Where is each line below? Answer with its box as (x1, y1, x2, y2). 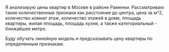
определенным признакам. (5, 41, 64, 47)
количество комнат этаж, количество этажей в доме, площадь (5, 15, 142, 21)
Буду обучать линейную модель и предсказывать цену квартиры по (5, 35, 153, 41)
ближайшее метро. (5, 26, 47, 32)
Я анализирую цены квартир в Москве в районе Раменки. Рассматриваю (5, 5, 164, 10)
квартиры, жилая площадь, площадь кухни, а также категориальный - (5, 20, 157, 26)
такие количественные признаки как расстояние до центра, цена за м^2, (5, 10, 163, 16)
